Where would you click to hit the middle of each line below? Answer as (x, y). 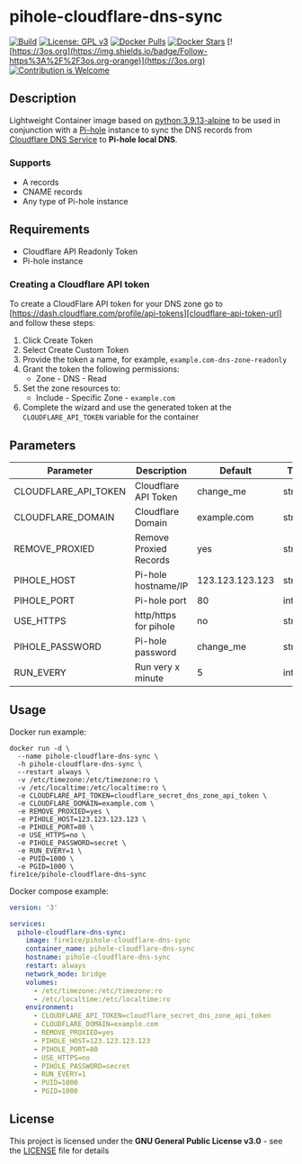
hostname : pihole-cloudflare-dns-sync (98, 957)
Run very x (157, 666)
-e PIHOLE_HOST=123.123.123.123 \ (82, 819)
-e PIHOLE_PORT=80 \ (56, 827)
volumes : (42, 982)
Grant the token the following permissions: (101, 369)
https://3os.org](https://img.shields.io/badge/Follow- (110, 50)
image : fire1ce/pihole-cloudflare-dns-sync (108, 941)
